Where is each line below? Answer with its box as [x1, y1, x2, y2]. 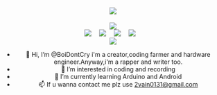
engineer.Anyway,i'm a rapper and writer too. [53, 58, 183, 66]
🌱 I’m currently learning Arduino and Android [54, 72, 182, 80]
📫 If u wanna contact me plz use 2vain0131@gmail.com [38, 80, 198, 88]
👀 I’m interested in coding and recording [61, 64, 175, 73]
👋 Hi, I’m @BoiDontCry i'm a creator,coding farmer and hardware [26, 50, 211, 58]
